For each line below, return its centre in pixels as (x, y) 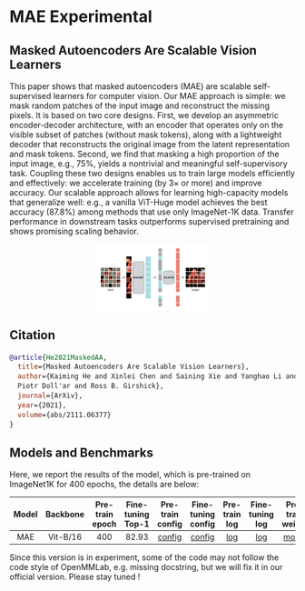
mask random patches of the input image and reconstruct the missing (140, 105)
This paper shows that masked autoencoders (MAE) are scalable (130, 86)
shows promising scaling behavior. (74, 231)
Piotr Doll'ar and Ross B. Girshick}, (91, 386)
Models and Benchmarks (82, 452)
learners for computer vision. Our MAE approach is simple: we (169, 96)
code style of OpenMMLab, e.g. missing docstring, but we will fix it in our (146, 566)
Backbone (64, 514)
